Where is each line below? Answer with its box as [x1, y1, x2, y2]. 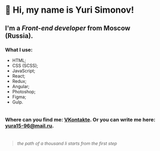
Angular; [12, 83, 30, 89]
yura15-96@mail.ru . [5, 123, 54, 129]
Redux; [12, 78, 27, 84]
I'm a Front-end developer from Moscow [5, 24, 131, 32]
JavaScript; [12, 68, 36, 74]
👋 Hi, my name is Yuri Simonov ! [5, 4, 135, 16]
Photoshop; [12, 88, 36, 95]
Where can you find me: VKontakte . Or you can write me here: [5, 116, 156, 123]
